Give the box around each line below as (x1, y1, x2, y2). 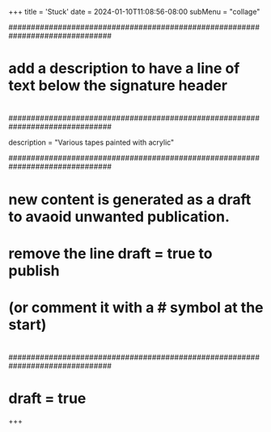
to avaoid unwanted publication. (8, 208, 231, 225)
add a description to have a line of (8, 60, 240, 78)
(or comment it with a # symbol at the (8, 298, 264, 317)
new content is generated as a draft (8, 190, 252, 208)
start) (8, 315, 47, 333)
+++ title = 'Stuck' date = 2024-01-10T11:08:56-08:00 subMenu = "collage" (8, 7, 260, 16)
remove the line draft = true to (8, 244, 213, 262)
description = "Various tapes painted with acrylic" (8, 137, 175, 148)
